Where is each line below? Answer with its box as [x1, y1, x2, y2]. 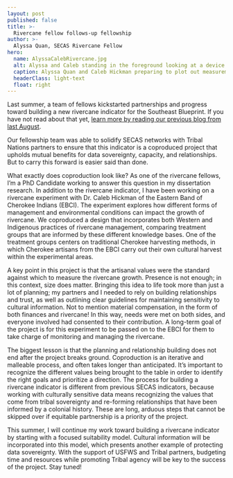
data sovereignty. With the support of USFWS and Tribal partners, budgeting [7, 448, 227, 456]
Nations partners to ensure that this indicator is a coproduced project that [7, 143, 218, 151]
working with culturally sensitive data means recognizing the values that [7, 390, 214, 399]
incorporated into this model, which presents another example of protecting [7, 440, 223, 449]
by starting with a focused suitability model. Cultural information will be [7, 434, 210, 442]
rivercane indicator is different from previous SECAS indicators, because [7, 383, 215, 391]
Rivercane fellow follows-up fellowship [13, 29, 132, 37]
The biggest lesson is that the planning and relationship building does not [7, 346, 217, 354]
